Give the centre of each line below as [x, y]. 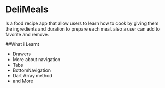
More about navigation [36, 59]
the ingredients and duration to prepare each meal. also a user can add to [82, 28]
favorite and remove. [27, 34]
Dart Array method [32, 75]
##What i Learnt [22, 44]
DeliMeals [27, 9]
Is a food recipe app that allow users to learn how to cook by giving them [82, 23]
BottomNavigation [32, 70]
